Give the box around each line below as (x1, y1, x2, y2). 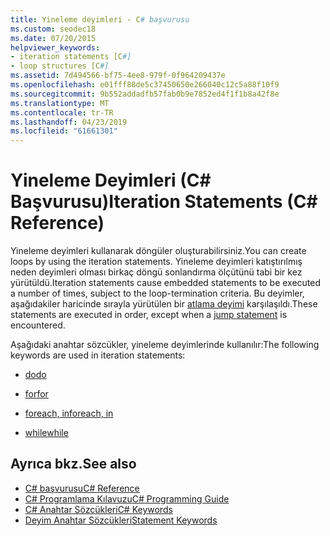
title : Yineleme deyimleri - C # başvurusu (10, 14, 190, 25)
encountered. (10, 319, 66, 331)
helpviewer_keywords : (10, 42, 101, 53)
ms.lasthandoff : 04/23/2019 (10, 117, 128, 127)
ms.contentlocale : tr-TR (10, 107, 114, 118)
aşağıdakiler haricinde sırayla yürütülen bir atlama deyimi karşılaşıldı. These (10, 298, 318, 310)
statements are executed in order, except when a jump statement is (10, 309, 288, 321)
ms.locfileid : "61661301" (10, 126, 118, 136)
